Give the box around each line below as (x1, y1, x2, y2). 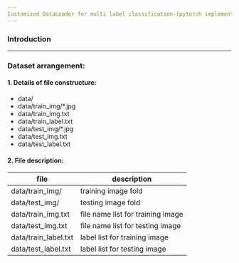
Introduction (7, 33, 51, 43)
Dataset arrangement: (7, 61, 85, 71)
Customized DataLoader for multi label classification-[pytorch (7, 10, 202, 18)
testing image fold (80, 197, 141, 207)
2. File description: (7, 156, 64, 165)
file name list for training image (80, 210, 184, 220)
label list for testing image (80, 244, 166, 254)
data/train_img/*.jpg (17, 102, 76, 110)
